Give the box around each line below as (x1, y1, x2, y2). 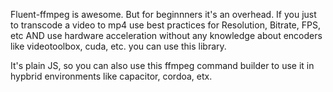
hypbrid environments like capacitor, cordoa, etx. (10, 70, 213, 82)
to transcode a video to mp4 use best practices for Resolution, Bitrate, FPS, (10, 19, 321, 31)
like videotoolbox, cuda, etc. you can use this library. (10, 40, 227, 52)
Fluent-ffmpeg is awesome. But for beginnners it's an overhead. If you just (10, 9, 317, 20)
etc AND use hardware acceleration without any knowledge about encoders (10, 30, 323, 41)
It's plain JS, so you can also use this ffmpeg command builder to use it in (10, 60, 315, 71)
